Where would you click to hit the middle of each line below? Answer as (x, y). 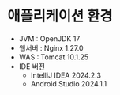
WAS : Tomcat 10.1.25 (54, 57)
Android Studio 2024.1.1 (69, 83)
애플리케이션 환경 (60, 16)
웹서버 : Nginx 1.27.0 (51, 47)
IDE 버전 (32, 66)
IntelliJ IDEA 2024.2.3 (66, 75)
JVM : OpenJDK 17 (49, 38)
